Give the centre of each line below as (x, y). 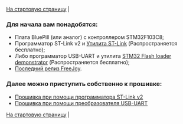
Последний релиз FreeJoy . (48, 68)
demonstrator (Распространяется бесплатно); (72, 63)
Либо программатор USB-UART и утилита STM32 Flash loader (93, 56)
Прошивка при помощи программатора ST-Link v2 (79, 97)
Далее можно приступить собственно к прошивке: (84, 84)
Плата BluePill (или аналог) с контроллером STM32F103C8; (89, 37)
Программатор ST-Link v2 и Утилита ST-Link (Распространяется (96, 44)
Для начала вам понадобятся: (52, 24)
